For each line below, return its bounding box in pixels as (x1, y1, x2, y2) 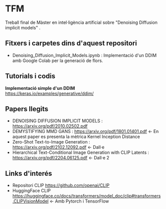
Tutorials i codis (5, 72, 55, 80)
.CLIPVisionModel (12, 198, 49, 204)
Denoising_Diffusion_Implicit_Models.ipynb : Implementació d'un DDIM (12, 52, 157, 58)
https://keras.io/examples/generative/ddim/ (5, 90, 94, 96)
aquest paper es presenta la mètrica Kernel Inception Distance (12, 134, 140, 139)
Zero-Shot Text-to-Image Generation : (12, 139, 90, 145)
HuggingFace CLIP (12, 188, 51, 194)
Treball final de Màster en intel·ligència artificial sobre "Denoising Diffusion (5, 19, 158, 25)
